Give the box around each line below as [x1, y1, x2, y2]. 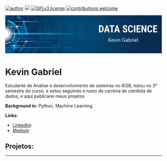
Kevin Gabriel [5, 66, 62, 77]
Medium [12, 128, 30, 134]
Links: [5, 113, 18, 119]
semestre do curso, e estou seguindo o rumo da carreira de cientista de [5, 88, 153, 94]
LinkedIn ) [12, 122, 32, 128]
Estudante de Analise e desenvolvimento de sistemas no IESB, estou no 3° [5, 83, 158, 89]
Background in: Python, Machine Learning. [5, 103, 94, 109]
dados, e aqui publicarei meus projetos [5, 93, 85, 99]
